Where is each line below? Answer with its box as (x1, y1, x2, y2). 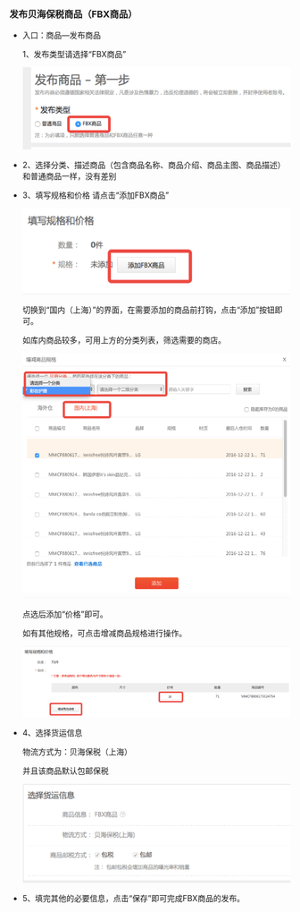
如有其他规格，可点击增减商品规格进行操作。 (21, 628, 187, 639)
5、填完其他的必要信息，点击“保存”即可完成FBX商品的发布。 (21, 893, 246, 904)
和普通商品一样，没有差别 (21, 170, 117, 181)
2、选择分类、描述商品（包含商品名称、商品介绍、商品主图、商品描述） (21, 159, 286, 170)
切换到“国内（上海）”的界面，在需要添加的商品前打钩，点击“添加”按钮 (21, 304, 275, 315)
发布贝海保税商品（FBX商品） (9, 7, 137, 20)
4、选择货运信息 (21, 727, 83, 737)
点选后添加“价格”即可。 (21, 609, 109, 619)
